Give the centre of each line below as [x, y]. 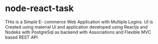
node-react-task [39, 8]
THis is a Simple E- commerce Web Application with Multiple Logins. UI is [79, 22]
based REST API [22, 37]
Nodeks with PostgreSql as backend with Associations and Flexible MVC [78, 32]
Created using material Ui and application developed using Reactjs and [77, 27]
